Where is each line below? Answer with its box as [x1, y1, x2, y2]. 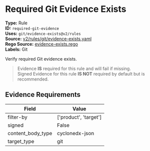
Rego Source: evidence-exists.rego [5, 41, 78, 47]
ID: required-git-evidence [5, 25, 59, 31]
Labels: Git [5, 46, 28, 52]
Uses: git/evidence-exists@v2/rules [5, 30, 81, 36]
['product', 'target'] [57, 113, 102, 120]
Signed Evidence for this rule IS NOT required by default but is [17, 71, 145, 76]
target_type [7, 138, 35, 145]
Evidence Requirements [5, 90, 81, 99]
